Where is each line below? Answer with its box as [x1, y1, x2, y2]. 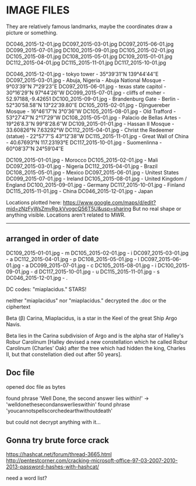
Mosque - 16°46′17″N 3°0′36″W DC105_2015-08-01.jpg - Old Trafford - [6, 108, 176, 115]
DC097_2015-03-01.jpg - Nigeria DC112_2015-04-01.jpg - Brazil [6, 162, 158, 170]
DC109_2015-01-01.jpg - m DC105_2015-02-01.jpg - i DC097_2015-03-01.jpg [6, 249, 189, 256]
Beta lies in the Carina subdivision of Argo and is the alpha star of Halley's [6, 332, 184, 339]
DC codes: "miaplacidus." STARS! [6, 285, 87, 293]
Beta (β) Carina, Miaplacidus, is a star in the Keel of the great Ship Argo [6, 314, 177, 321]
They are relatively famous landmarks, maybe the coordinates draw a [6, 23, 173, 30]
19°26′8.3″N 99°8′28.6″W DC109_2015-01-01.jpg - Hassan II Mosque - [6, 120, 174, 127]
